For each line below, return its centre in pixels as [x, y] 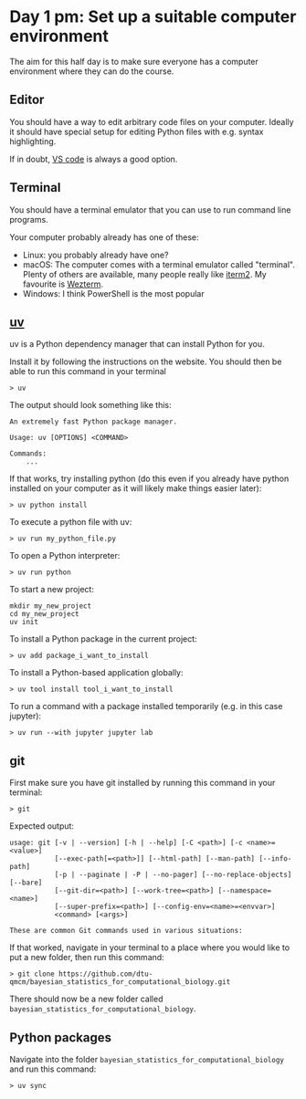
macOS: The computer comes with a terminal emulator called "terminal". [158, 264]
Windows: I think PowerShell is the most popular [113, 293]
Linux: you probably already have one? [95, 255]
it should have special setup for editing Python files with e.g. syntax [137, 131]
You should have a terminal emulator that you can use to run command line [150, 209]
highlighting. [33, 141]
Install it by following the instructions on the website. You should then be [146, 361]
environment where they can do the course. [92, 71]
